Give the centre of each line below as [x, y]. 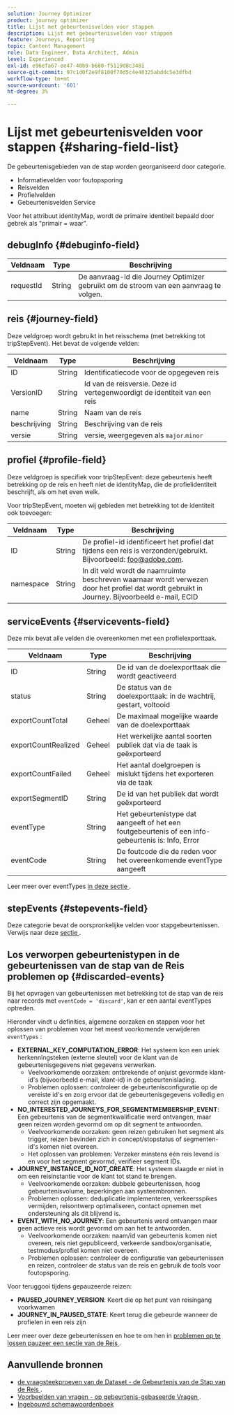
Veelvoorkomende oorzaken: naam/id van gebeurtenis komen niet [122, 1235]
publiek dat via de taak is [157, 745]
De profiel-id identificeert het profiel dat [148, 542]
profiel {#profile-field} [57, 460]
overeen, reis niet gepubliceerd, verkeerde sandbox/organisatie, [120, 1243]
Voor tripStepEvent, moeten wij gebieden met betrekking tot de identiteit [111, 505]
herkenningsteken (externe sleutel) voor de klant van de [97, 1057]
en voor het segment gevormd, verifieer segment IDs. [104, 1161]
